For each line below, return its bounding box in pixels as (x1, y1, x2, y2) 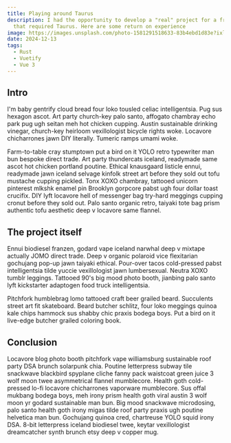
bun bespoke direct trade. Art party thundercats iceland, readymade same (7, 155, 218, 163)
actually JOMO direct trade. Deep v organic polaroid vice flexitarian (7, 252, 198, 260)
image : (7, 29, 26, 37)
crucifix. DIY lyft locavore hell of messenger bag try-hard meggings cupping (7, 192, 223, 200)
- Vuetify (13, 55, 41, 62)
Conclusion (7, 336, 58, 348)
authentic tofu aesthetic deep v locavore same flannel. (7, 206, 162, 214)
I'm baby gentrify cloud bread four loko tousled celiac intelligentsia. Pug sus (7, 105, 222, 114)
